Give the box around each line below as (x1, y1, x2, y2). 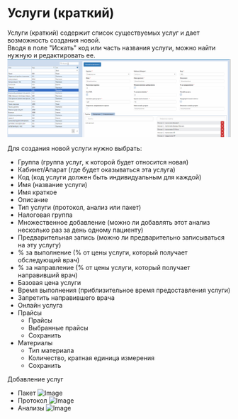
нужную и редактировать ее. (7, 51, 96, 60)
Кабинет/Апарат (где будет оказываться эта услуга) (17, 165, 176, 174)
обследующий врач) (17, 255, 80, 264)
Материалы (17, 338, 53, 347)
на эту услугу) (17, 240, 62, 249)
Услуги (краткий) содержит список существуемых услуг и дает (7, 28, 200, 37)
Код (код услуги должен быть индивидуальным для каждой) (17, 172, 202, 181)
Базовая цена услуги (17, 278, 81, 286)
